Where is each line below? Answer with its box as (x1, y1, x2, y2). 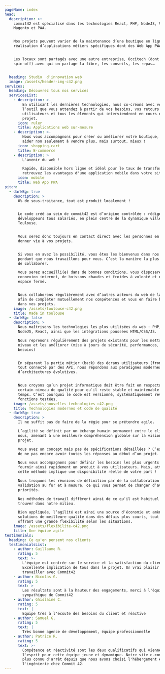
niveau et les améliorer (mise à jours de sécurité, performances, (17, 342, 160, 347)
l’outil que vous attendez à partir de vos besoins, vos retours (22, 107, 160, 112)
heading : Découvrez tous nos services (9, 88, 89, 93)
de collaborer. (17, 261, 49, 266)
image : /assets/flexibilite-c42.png (13, 524, 89, 529)
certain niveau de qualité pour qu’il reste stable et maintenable (17, 387, 160, 392)
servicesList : (9, 93, 38, 98)
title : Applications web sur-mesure (17, 125, 93, 130)
